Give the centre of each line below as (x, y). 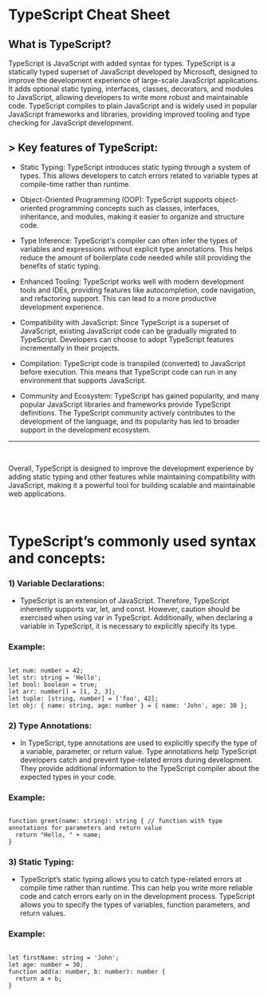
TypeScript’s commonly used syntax (132, 542)
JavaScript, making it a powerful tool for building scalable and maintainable (132, 485)
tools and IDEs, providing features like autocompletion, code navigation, (138, 290)
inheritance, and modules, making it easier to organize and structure (132, 216)
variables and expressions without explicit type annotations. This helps (136, 248)
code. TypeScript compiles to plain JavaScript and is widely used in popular (133, 106)
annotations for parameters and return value (85, 828)
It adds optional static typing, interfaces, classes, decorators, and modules (131, 89)
